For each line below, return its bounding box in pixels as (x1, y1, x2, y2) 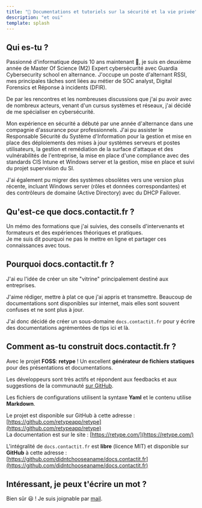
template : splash (6, 20, 50, 26)
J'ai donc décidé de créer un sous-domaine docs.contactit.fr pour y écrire (6, 317, 195, 325)
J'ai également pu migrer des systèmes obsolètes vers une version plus (6, 176, 185, 184)
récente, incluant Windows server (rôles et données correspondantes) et (6, 183, 186, 190)
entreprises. (6, 281, 36, 289)
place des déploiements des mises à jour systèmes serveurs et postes (6, 139, 180, 146)
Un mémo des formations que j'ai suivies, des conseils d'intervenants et (6, 223, 185, 229)
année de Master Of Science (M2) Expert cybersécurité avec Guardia (6, 64, 178, 72)
